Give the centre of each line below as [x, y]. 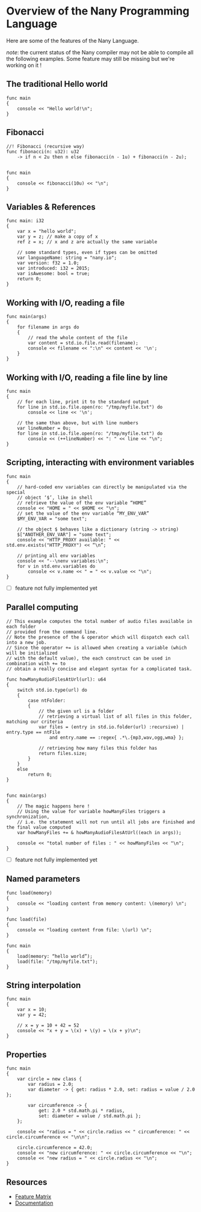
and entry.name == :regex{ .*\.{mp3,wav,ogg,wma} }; [117, 738]
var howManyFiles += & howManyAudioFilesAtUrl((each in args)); [99, 832]
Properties [26, 1054]
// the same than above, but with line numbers [78, 423]
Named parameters [43, 879]
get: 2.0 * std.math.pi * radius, [82, 1111]
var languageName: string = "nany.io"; [67, 258]
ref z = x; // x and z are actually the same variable [87, 242]
